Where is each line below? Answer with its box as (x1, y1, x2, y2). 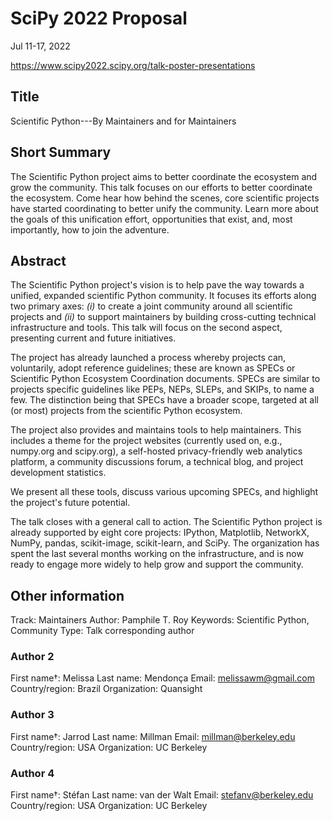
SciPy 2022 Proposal (10, 7, 188, 30)
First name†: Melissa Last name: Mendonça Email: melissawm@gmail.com (10, 672, 315, 684)
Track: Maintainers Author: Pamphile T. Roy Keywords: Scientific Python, (10, 614, 310, 626)
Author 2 (10, 650, 55, 664)
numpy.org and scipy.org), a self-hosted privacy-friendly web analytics (10, 445, 303, 457)
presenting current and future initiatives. (10, 332, 177, 344)
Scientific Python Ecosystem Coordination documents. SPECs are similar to (10, 373, 321, 385)
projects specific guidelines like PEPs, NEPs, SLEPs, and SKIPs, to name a (10, 383, 315, 396)
